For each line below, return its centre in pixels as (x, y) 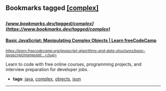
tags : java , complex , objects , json (47, 79)
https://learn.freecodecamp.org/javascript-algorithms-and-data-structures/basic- (76, 51)
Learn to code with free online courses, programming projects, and (74, 64)
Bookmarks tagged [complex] (52, 8)
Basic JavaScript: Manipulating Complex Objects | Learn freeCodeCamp (81, 41)
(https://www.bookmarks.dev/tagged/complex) (58, 29)
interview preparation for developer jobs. (47, 69)
